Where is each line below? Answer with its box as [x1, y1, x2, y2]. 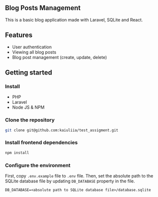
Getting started [5, 68, 53, 77]
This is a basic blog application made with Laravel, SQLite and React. [5, 17, 143, 22]
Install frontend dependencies [5, 139, 78, 146]
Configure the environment [5, 162, 70, 169]
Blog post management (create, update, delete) [12, 54, 107, 60]
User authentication [12, 44, 52, 50]
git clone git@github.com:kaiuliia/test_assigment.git [5, 128, 119, 133]
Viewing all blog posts [12, 49, 57, 55]
